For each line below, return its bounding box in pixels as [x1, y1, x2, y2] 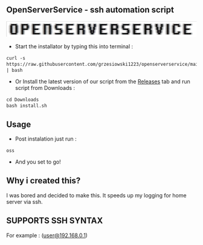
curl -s [6, 56, 26, 62]
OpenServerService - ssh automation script [6, 5, 174, 15]
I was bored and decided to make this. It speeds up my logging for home [6, 191, 187, 199]
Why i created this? [6, 176, 81, 186]
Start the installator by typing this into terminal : [14, 43, 134, 50]
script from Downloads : [14, 84, 76, 92]
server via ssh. [6, 198, 43, 205]
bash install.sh [6, 103, 47, 109]
